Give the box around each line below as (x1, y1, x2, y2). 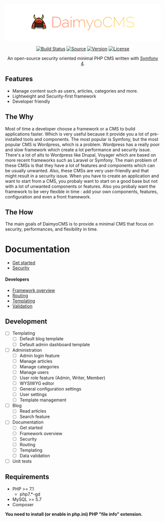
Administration (12, 347, 42, 353)
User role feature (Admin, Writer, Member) (19, 375, 106, 381)
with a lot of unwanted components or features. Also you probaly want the (5, 183, 156, 189)
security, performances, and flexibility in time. (5, 226, 99, 232)
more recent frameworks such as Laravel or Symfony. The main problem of (5, 157, 158, 163)
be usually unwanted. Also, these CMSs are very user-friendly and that (5, 167, 149, 173)
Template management (19, 397, 66, 403)
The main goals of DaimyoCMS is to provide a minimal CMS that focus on (5, 221, 154, 227)
